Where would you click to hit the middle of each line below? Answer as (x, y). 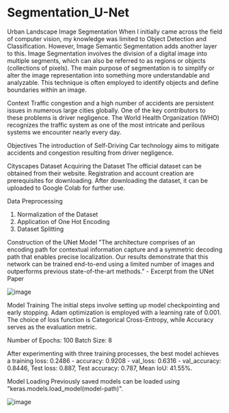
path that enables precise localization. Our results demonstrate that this (108, 256)
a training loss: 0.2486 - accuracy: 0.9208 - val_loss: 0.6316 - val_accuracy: (114, 360)
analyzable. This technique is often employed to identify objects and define (113, 82)
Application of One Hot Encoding (63, 221)
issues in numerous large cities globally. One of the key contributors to (107, 110)
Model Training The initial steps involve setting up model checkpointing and (113, 305)
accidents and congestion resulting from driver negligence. (91, 153)
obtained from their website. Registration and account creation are (100, 173)
